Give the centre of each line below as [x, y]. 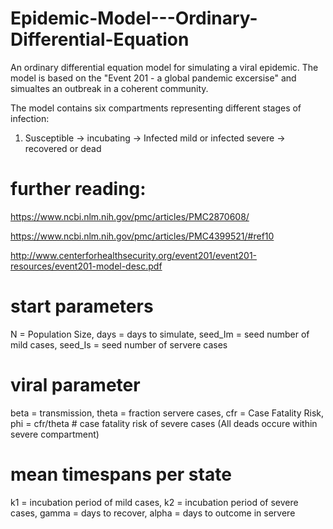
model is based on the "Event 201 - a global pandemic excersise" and [153, 78]
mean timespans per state [121, 474]
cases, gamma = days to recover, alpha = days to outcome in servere [153, 513]
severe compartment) [55, 434]
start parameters [82, 306]
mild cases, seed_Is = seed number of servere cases [119, 344]
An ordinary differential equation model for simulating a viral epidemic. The [164, 67]
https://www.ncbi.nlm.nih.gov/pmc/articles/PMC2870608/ [130, 216]
